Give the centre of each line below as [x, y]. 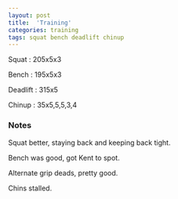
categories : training [44, 30]
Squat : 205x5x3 [35, 60]
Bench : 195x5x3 [35, 74]
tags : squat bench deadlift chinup [66, 37]
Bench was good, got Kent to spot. [64, 157]
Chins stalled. [30, 188]
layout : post [29, 15]
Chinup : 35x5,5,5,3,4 [43, 105]
